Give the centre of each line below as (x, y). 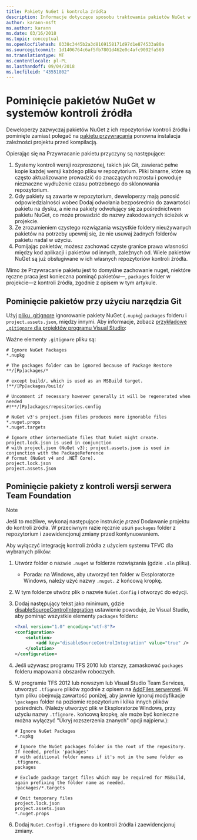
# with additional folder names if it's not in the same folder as (99, 757)
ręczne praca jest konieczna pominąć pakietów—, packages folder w (89, 277)
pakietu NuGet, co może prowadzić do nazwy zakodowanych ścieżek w (102, 215)
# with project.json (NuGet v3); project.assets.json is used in (88, 448)
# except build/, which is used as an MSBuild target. (75, 381)
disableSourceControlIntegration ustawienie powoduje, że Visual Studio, (102, 609)
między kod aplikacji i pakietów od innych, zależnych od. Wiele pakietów (103, 253)
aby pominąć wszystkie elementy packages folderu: (76, 616)
